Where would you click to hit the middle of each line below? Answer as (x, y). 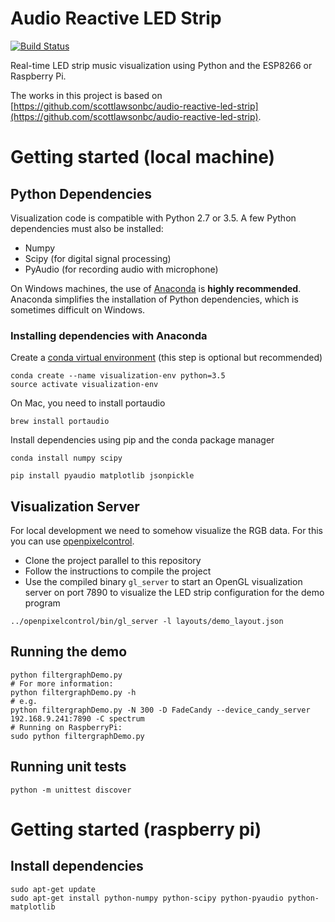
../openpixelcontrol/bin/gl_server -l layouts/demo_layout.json (147, 622)
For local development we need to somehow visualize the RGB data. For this (166, 531)
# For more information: (62, 683)
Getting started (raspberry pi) (136, 829)
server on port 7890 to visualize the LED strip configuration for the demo (174, 593)
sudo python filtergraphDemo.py (77, 736)
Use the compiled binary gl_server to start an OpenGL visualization (163, 582)
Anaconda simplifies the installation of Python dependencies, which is (154, 299)
